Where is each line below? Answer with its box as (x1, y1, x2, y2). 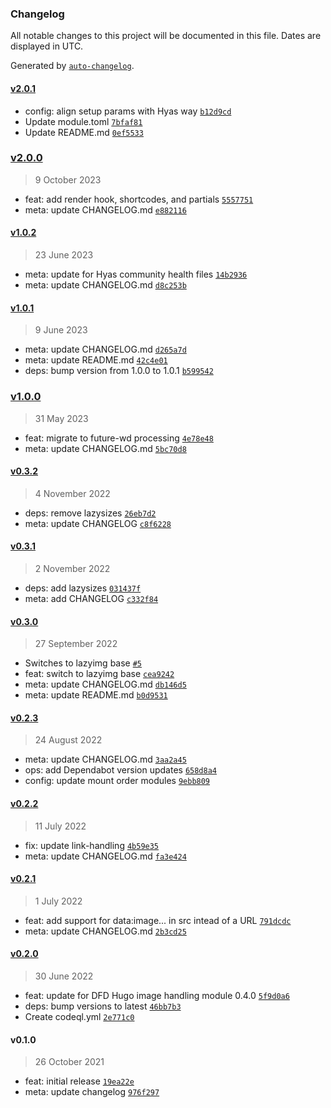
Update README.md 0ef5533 (24, 126, 144, 138)
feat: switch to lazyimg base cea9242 (24, 668, 175, 680)
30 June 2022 (34, 970, 94, 982)
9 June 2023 (34, 324, 88, 336)
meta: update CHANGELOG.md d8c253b (24, 279, 187, 291)
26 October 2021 (34, 1056, 105, 1068)
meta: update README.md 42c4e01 (24, 354, 168, 366)
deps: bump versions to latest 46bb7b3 (24, 1000, 182, 1012)
